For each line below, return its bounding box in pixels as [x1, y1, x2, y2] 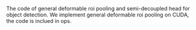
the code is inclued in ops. [6, 18, 72, 24]
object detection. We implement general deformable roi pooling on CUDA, [6, 11, 189, 18]
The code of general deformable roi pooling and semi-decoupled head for [6, 5, 190, 12]
